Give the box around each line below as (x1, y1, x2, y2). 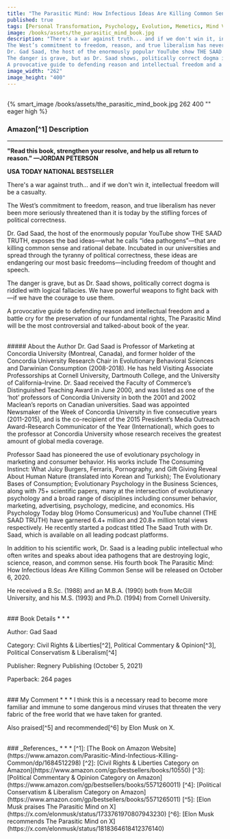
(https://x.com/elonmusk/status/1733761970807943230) (7, 809, 167, 818)
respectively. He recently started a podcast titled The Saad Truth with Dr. (7, 523, 213, 531)
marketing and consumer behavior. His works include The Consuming (7, 458, 204, 466)
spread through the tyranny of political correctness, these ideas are (7, 251, 198, 259)
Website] (151, 743, 177, 752)
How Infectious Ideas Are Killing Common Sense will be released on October (7, 566, 223, 574)
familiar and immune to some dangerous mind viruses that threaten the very (7, 702, 221, 711)
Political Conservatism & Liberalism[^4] (7, 648, 118, 656)
